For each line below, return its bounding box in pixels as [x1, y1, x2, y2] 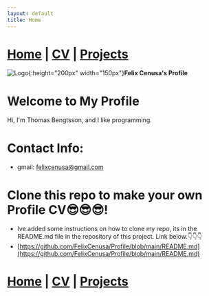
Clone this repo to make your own [7, 187, 203, 203]
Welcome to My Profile [7, 93, 140, 109]
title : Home [7, 17, 41, 23]
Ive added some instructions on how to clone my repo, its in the [16, 225, 197, 233]
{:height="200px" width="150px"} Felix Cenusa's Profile [28, 69, 188, 77]
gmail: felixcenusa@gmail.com [16, 163, 104, 171]
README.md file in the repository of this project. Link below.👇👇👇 [16, 233, 203, 241]
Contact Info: [7, 140, 84, 156]
